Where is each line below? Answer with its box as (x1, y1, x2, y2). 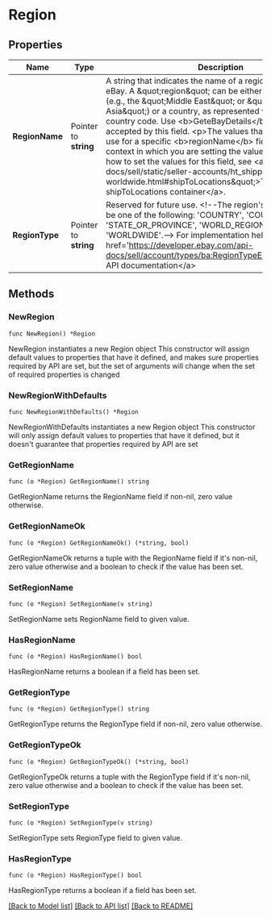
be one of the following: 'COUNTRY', (106, 210, 244, 220)
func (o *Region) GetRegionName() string (8, 478, 150, 486)
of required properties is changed (8, 369, 120, 379)
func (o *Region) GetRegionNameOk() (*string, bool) (8, 539, 190, 547)
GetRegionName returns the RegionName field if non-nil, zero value (8, 492, 233, 502)
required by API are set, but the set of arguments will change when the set (8, 361, 256, 370)
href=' (106, 240, 129, 251)
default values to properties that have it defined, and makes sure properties (8, 353, 260, 362)
